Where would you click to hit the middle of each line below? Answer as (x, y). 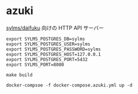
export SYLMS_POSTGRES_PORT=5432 (47, 59)
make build (19, 75)
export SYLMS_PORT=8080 (35, 65)
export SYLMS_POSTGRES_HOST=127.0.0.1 (53, 54)
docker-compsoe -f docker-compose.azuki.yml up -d (69, 85)
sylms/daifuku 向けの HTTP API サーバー (55, 28)
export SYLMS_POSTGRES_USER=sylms (48, 44)
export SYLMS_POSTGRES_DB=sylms (46, 39)
